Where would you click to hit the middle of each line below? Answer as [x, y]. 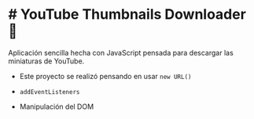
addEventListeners [50, 92]
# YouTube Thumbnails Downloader [127, 14]
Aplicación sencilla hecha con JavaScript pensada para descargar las [121, 52]
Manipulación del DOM [57, 106]
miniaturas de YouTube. [46, 61]
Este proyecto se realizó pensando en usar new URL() [105, 76]
